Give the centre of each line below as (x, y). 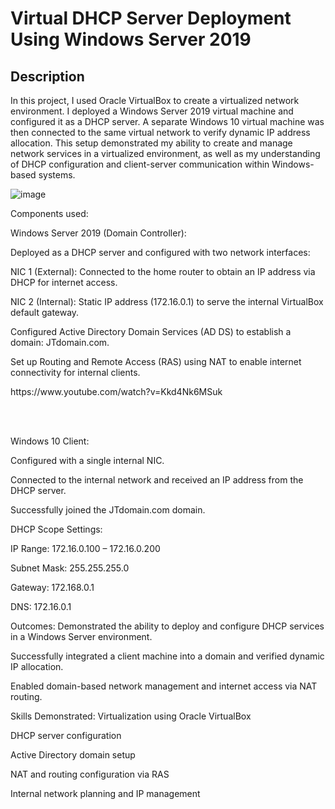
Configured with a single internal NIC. (87, 460)
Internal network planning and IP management (105, 793)
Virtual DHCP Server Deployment (151, 18)
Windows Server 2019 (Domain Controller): (98, 233)
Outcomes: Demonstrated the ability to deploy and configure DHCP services (167, 626)
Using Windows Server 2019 (131, 39)
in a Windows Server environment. (81, 636)
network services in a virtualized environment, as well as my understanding (165, 153)
